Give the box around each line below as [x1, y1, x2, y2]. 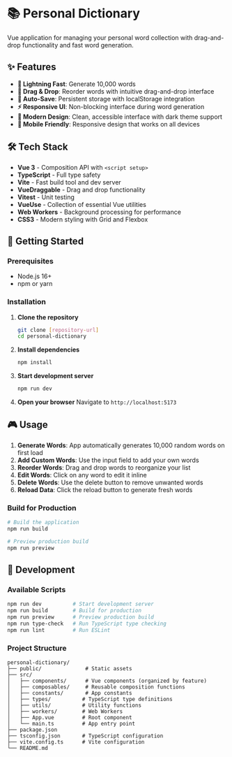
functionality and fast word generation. [22, 41, 134, 49]
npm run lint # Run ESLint [7, 626, 111, 633]
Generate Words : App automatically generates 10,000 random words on [17, 441, 225, 449]
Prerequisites [7, 256, 54, 266]
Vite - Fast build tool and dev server [17, 178, 122, 186]
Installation [7, 297, 47, 307]
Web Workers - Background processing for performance [17, 208, 181, 216]
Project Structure [7, 643, 67, 653]
